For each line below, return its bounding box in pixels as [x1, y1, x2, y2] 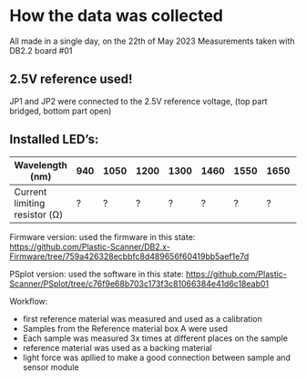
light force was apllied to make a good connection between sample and [22, 352, 291, 363]
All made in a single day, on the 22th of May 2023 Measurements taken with [9, 35, 295, 46]
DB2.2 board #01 [9, 45, 73, 55]
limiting [14, 196, 46, 209]
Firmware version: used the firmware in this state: [9, 231, 196, 242]
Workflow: [9, 295, 48, 306]
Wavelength [14, 158, 68, 171]
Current [14, 185, 47, 198]
